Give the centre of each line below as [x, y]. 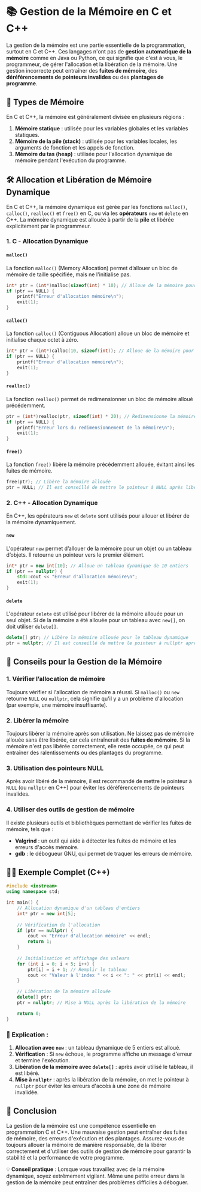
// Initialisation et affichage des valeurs [73, 958]
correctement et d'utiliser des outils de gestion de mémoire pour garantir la [99, 1151]
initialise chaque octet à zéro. [42, 340]
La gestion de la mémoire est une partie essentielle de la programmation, [96, 45]
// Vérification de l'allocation [59, 925]
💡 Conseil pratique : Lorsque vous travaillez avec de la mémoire [86, 1169]
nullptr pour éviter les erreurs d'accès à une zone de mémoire [93, 1086]
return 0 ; [29, 1013]
